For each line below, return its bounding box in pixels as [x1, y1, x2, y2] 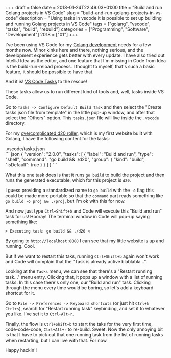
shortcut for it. [5, 290, 36, 296]
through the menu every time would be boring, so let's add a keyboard [5, 285, 154, 291]
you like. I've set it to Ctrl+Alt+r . [5, 311, 74, 317]
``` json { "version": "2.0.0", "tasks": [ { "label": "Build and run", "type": [5, 151, 153, 157]
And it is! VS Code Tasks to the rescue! [5, 79, 88, 85]
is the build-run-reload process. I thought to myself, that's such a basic [5, 64, 155, 69]
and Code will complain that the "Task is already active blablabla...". [5, 259, 148, 264]
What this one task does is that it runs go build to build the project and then [5, 172, 165, 178]
